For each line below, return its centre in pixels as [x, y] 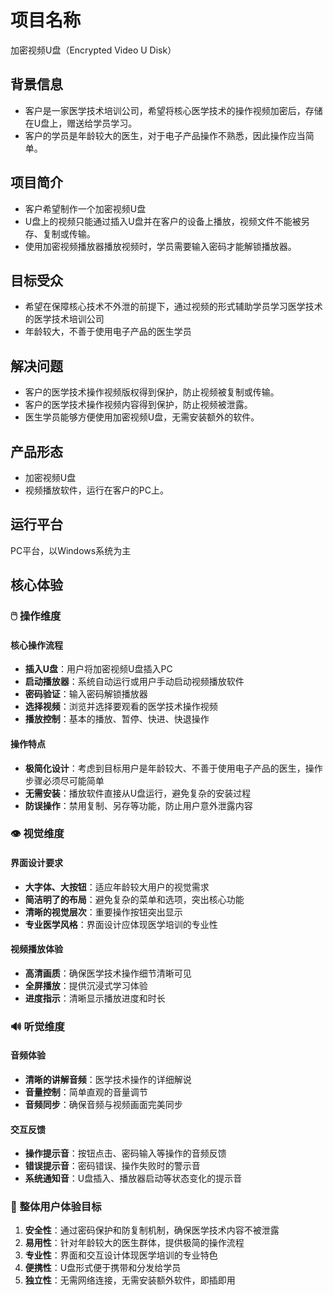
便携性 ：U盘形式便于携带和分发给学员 [103, 1268]
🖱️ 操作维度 [36, 616]
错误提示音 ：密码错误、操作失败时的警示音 [112, 1166]
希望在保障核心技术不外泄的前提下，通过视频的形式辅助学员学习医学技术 [173, 307]
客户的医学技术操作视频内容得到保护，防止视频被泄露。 [138, 405]
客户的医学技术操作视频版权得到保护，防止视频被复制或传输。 [152, 392]
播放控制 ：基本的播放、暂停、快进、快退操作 [117, 719]
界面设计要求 [36, 863]
